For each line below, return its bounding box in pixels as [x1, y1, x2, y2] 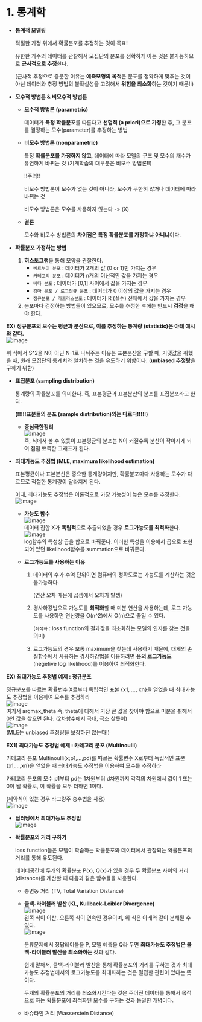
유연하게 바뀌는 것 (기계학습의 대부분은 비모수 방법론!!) [24, 159, 152, 167]
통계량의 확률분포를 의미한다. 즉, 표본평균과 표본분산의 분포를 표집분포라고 [14, 390, 189, 397]
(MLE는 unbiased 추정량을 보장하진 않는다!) [6, 729, 110, 736]
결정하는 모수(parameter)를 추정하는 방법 [30, 126, 128, 133]
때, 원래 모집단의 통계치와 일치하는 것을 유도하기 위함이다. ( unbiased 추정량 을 [12, 357, 196, 364]
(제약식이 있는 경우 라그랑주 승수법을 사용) [6, 795, 106, 802]
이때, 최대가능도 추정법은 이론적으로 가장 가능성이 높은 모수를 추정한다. [14, 490, 181, 498]
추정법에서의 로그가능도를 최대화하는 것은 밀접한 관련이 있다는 [40, 968, 186, 976]
